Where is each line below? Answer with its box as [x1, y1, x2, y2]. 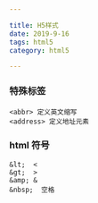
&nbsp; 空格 [9, 185, 55, 194]
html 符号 [9, 140, 51, 152]
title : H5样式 [9, 21, 60, 30]
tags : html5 [9, 38, 53, 47]
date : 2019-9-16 [9, 29, 69, 38]
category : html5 [9, 46, 69, 55]
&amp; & [9, 175, 38, 184]
